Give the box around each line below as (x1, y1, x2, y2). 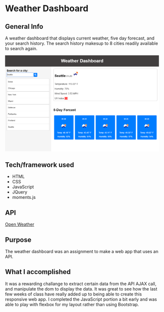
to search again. (5, 46, 38, 51)
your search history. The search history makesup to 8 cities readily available (5, 40, 158, 46)
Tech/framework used (5, 160, 74, 169)
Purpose (5, 235, 32, 244)
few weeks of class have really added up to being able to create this (5, 291, 142, 297)
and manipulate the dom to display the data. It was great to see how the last (5, 286, 158, 292)
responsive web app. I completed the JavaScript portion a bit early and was (5, 296, 157, 302)
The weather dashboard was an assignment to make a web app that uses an (5, 248, 159, 254)
